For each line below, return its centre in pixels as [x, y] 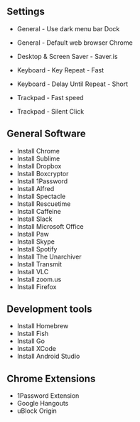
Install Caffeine [39, 211]
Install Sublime [38, 158]
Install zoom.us [39, 279]
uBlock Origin [37, 411]
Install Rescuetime [44, 204]
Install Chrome [38, 151]
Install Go [31, 341]
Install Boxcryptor [43, 173]
